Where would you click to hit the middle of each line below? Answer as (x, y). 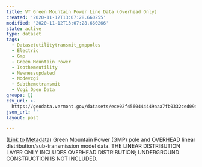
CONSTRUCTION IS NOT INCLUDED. (52, 159)
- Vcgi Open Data (33, 90)
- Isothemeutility (35, 67)
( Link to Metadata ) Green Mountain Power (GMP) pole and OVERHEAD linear (101, 140)
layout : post (23, 117)
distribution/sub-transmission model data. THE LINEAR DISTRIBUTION (93, 146)
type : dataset (24, 34)
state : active (24, 28)
